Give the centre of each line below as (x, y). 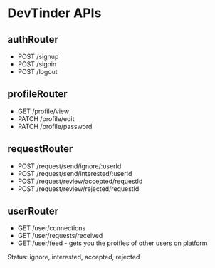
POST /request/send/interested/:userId (75, 173)
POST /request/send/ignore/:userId (69, 166)
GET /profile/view (43, 111)
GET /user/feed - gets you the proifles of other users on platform (112, 243)
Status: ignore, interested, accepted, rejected (74, 257)
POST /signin (37, 64)
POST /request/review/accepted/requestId (80, 181)
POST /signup (38, 56)
